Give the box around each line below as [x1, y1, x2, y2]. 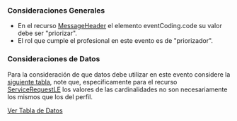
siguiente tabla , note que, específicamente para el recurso [7, 77, 178, 86]
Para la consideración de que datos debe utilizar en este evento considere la [7, 70, 231, 79]
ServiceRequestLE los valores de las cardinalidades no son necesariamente [7, 85, 228, 94]
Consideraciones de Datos [7, 54, 100, 64]
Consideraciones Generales [7, 6, 105, 15]
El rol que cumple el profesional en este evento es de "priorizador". [17, 37, 214, 45]
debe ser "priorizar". [17, 29, 78, 37]
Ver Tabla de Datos [7, 106, 63, 115]
